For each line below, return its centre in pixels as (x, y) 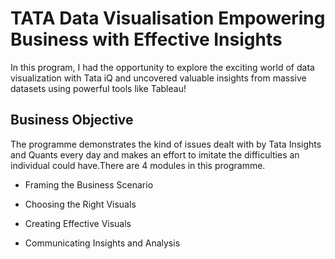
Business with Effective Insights (146, 39)
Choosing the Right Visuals (80, 204)
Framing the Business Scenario (89, 184)
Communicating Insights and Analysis (102, 243)
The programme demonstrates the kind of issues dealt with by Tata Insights (166, 144)
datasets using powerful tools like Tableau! (98, 88)
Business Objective (72, 120)
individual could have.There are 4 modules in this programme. (138, 165)
